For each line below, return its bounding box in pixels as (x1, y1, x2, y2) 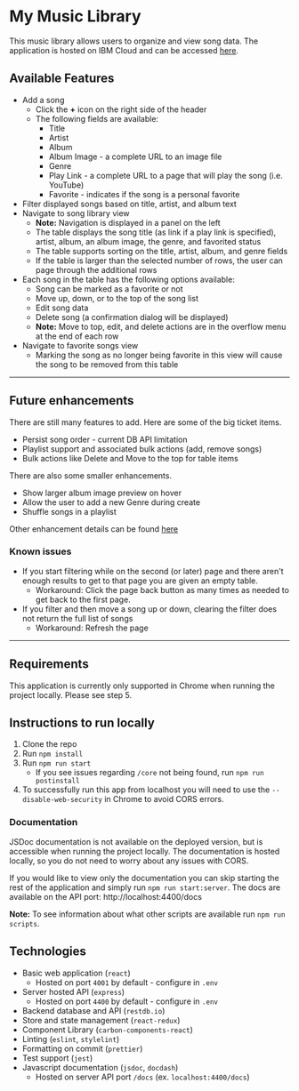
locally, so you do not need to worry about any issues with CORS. (9, 855, 249, 866)
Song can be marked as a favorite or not (35, 283, 184, 294)
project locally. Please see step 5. (9, 689, 133, 700)
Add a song (21, 94, 65, 105)
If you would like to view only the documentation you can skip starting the (9, 872, 279, 883)
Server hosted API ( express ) (21, 986, 125, 997)
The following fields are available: (35, 113, 158, 124)
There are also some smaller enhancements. (9, 469, 172, 481)
